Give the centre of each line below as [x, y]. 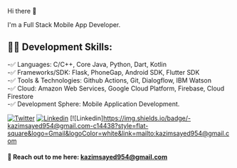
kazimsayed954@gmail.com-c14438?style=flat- [78, 125]
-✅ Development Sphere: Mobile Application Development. [94, 104]
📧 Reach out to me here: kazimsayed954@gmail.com [88, 157]
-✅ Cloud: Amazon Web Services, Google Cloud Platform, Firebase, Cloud [116, 88]
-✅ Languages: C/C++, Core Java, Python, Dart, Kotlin [87, 64]
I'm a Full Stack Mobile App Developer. [64, 25]
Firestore [21, 96]
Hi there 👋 [22, 11]
